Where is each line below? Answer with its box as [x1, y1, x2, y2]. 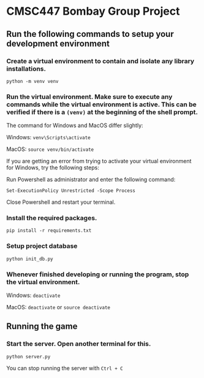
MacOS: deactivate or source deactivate [6, 304, 111, 311]
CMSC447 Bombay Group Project [6, 4, 180, 18]
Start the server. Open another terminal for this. [6, 339, 151, 348]
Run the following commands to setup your [6, 29, 174, 39]
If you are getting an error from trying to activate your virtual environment [6, 158, 192, 165]
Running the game [6, 321, 78, 332]
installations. [6, 64, 46, 73]
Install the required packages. [6, 214, 97, 222]
